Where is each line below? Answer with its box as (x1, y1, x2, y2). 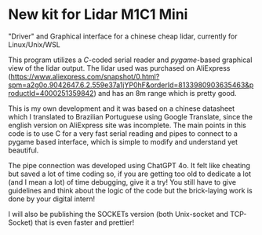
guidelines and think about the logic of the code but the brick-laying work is (8, 185, 253, 195)
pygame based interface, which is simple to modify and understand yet (8, 137, 238, 146)
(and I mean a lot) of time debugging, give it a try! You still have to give (8, 177, 237, 186)
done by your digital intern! (8, 194, 96, 204)
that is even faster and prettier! (35, 218, 135, 227)
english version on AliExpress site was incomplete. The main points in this (8, 120, 247, 130)
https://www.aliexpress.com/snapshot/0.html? (10, 72, 160, 81)
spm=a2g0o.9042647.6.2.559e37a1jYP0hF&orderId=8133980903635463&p (8, 80, 254, 90)
